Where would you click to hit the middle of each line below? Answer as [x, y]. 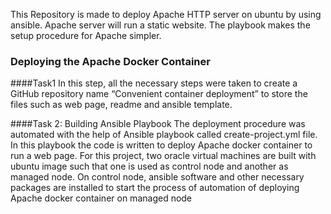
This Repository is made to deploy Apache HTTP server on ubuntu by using [166, 14]
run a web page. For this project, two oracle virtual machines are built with [163, 156]
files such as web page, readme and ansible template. [121, 105]
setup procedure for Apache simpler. [86, 35]
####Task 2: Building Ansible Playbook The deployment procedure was [158, 124]
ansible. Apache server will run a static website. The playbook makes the [160, 25]
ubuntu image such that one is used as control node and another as [149, 166]
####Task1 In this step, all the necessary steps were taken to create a [154, 83]
